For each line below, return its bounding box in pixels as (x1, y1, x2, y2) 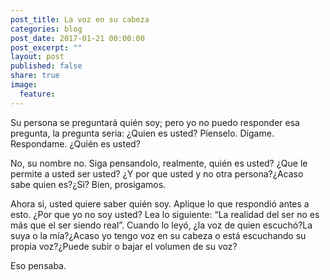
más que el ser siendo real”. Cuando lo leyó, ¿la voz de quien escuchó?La (10, 219, 313, 231)
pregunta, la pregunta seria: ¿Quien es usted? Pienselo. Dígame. (10, 127, 275, 139)
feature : (19, 89, 56, 99)
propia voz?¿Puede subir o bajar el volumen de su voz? (10, 240, 238, 252)
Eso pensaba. (10, 259, 67, 271)
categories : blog (10, 24, 83, 34)
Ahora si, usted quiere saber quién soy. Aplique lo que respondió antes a (10, 197, 310, 210)
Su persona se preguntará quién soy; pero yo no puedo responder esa (10, 116, 300, 128)
